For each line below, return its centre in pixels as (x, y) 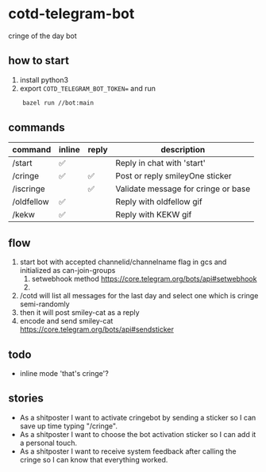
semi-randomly (44, 304)
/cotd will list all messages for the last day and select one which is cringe (139, 296)
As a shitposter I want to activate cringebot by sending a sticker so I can (138, 417)
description (183, 150)
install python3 (44, 79)
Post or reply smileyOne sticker (173, 176)
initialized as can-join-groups (67, 271)
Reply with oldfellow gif (159, 201)
